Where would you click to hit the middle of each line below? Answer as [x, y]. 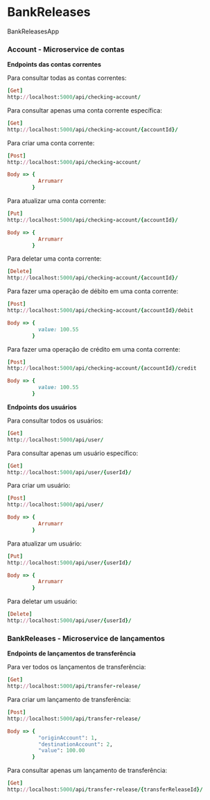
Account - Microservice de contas [66, 49]
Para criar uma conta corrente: [51, 142]
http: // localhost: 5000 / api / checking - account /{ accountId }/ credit [102, 368]
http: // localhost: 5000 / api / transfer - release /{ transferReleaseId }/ [105, 790]
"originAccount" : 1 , [68, 737]
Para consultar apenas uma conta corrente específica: [85, 110]
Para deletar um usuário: [42, 601]
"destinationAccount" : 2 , [75, 744]
